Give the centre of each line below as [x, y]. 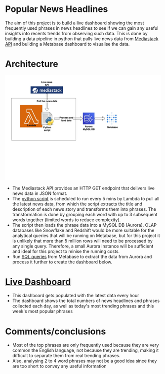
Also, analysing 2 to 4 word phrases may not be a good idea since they [84, 361]
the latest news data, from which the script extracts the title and [77, 204]
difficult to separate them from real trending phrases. [66, 356]
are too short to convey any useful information [59, 366]
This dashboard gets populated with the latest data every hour [76, 296]
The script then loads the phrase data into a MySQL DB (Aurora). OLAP [84, 225]
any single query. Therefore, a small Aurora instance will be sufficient [83, 246]
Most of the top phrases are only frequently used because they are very [85, 345]
